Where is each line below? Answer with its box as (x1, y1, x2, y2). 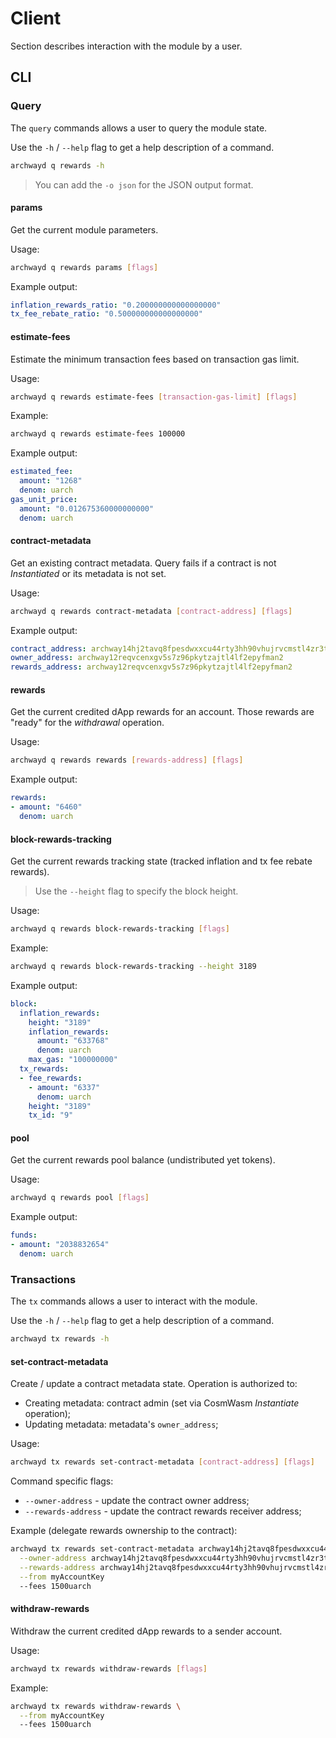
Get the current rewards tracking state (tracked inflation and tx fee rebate (10, 855, 313, 867)
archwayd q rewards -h (10, 160, 105, 171)
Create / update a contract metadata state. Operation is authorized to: (10, 1378, 298, 1390)
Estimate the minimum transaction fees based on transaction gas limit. (10, 353, 300, 365)
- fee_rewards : (19, 1073, 83, 1083)
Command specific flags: (10, 1475, 114, 1487)
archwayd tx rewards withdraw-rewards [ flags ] (10, 1663, 208, 1674)
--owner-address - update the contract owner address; (24, 1495, 250, 1507)
